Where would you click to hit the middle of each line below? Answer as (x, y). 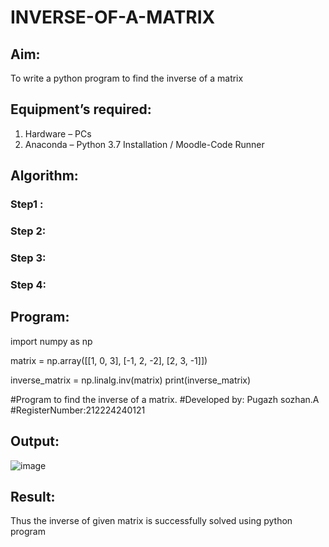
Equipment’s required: (81, 109)
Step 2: (28, 231)
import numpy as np (51, 341)
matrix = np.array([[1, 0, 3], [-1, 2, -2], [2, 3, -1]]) (109, 360)
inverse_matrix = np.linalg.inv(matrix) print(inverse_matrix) (131, 380)
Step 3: (28, 258)
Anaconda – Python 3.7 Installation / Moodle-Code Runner (144, 144)
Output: (35, 441)
